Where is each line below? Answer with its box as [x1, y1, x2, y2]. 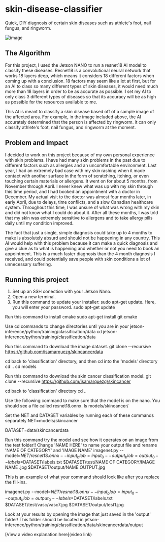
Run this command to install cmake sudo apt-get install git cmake [5, 314, 137, 320]
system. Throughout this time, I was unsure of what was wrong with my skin [5, 204, 160, 210]
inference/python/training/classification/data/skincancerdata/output [5, 522, 143, 528]
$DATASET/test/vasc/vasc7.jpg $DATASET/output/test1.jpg [5, 501, 124, 507]
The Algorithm [5, 49, 51, 57]
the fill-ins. [5, 479, 27, 485]
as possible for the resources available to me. [5, 99, 98, 105]
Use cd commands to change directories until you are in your [5, 323, 129, 329]
